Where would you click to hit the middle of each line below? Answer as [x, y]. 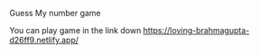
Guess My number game [55, 13]
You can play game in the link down [75, 30]
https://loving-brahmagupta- [196, 30]
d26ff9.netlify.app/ [44, 40]
